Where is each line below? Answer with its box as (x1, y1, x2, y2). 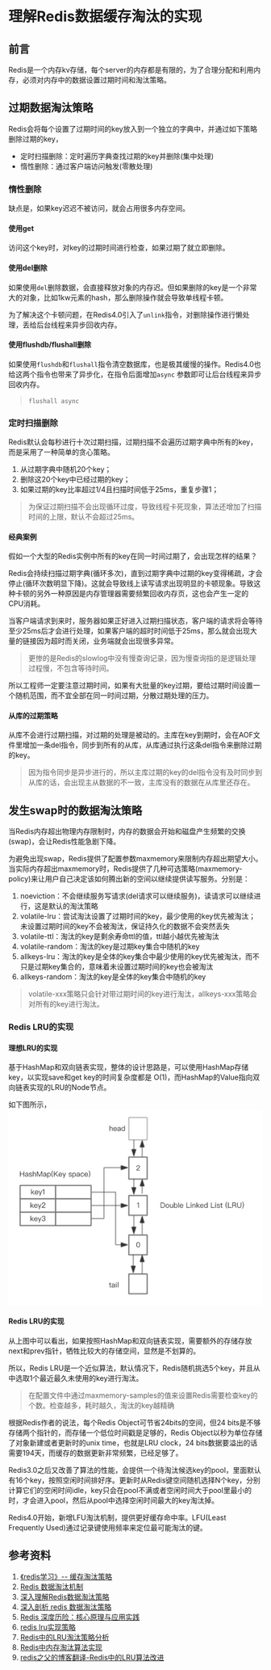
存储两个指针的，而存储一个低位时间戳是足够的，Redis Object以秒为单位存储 (8, 1428, 263, 1437)
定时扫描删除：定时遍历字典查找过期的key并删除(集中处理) (19, 151, 215, 161)
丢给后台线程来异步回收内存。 (22, 320, 122, 330)
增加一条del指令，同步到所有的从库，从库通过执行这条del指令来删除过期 (22, 740, 262, 750)
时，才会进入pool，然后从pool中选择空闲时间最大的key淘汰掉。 (8, 1495, 219, 1505)
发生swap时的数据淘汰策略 (8, 803, 143, 817)
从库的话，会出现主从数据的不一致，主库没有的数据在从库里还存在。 (27, 777, 255, 788)
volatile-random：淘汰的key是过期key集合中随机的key (19, 942, 200, 952)
